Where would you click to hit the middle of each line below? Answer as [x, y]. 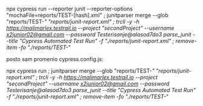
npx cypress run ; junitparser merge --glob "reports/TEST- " [80, 71]
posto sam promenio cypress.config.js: [55, 59]
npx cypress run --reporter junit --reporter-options [70, 9]
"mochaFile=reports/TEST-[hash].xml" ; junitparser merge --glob [87, 15]
